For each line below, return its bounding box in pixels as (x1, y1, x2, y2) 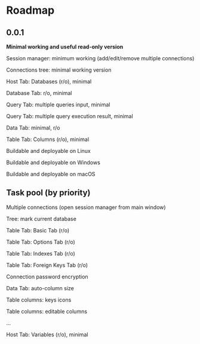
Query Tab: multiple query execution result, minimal (6, 113, 133, 119)
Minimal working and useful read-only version (6, 43, 124, 50)
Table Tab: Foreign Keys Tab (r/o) (6, 261, 88, 269)
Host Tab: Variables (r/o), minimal (6, 331, 88, 338)
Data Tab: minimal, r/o (6, 124, 60, 131)
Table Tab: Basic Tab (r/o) (6, 226, 70, 234)
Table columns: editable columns (6, 308, 88, 315)
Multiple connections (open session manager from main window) (6, 204, 166, 211)
